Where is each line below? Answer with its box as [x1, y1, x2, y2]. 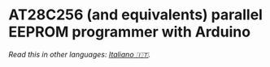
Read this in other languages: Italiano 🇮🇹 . [8, 49, 151, 59]
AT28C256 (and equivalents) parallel [8, 6, 263, 24]
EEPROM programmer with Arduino [8, 23, 250, 41]
